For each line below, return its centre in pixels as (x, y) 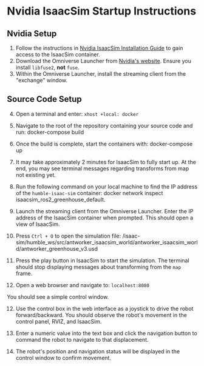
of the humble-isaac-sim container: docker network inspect (89, 193)
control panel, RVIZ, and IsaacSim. (59, 321)
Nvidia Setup (32, 34)
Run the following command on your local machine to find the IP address (107, 187)
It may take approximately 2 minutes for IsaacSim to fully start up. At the (106, 162)
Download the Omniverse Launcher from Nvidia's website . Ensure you (104, 61)
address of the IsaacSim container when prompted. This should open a (104, 218)
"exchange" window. (41, 80)
